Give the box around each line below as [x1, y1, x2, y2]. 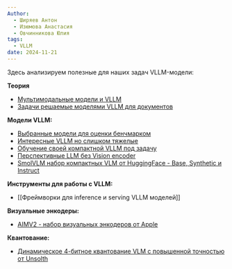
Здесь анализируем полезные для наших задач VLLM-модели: [7, 67, 194, 76]
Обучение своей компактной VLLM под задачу [17, 144, 158, 152]
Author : [7, 10, 30, 17]
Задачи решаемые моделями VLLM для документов [17, 102, 174, 111]
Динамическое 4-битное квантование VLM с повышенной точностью [17, 247, 225, 255]
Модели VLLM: [7, 115, 53, 124]
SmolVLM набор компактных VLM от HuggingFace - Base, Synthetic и [17, 158, 222, 167]
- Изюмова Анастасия [13, 23, 73, 30]
